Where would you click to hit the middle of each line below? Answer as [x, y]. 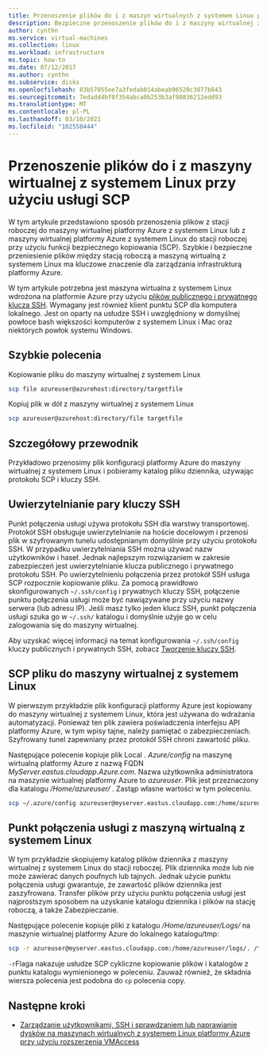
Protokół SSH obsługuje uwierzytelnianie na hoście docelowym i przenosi [128, 532]
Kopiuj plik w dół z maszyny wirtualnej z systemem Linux [101, 404]
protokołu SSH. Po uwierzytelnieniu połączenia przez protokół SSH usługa [129, 574]
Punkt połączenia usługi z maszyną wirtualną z [127, 828]
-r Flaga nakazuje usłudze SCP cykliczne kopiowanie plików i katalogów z [128, 964]
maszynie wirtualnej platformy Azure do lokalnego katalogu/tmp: [114, 934]
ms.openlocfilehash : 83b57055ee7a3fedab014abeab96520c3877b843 [115, 89]
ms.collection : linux [44, 45]
